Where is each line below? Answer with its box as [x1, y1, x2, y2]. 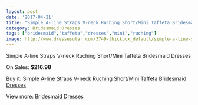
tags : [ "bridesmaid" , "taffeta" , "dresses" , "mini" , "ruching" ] [6, 31, 157, 37]
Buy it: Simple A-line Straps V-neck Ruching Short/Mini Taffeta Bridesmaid [6, 75, 187, 82]
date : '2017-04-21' [6, 14, 54, 20]
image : [6, 36, 22, 42]
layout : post [6, 8, 38, 15]
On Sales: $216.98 [6, 64, 52, 71]
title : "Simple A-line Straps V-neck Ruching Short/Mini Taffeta [6, 19, 170, 25]
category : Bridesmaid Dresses [6, 25, 81, 31]
